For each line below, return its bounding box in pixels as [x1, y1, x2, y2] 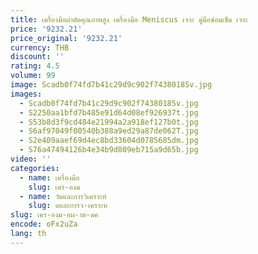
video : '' [10, 154, 52, 164]
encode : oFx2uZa [10, 219, 78, 230]
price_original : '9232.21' [10, 33, 123, 43]
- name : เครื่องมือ [19, 172, 80, 183]
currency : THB [10, 42, 70, 53]
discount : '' [10, 52, 65, 62]
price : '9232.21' [10, 24, 83, 34]
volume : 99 [10, 71, 56, 81]
